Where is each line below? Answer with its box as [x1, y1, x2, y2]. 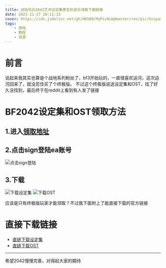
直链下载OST [12, 242, 39, 248]
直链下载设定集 [12, 236, 43, 242]
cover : [5, 16, 19, 21]
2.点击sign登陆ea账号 [5, 146, 72, 154]
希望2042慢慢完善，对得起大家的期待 [5, 258, 81, 264]
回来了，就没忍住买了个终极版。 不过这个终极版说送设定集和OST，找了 [9, 81, 154, 87]
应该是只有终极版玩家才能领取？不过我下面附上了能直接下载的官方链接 [5, 200, 148, 206]
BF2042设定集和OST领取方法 [5, 107, 126, 117]
